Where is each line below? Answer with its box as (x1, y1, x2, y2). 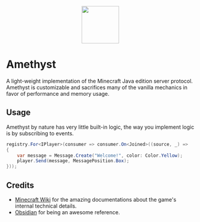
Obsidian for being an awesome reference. (14, 208, 121, 215)
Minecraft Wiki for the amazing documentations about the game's (14, 196, 177, 203)
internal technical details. (14, 202, 77, 209)
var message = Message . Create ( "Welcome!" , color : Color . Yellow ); (17, 153, 183, 159)
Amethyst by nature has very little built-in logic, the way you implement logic (6, 123, 195, 130)
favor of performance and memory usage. (6, 90, 110, 97)
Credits (6, 180, 35, 190)
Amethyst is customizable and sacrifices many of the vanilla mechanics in (6, 84, 188, 91)
